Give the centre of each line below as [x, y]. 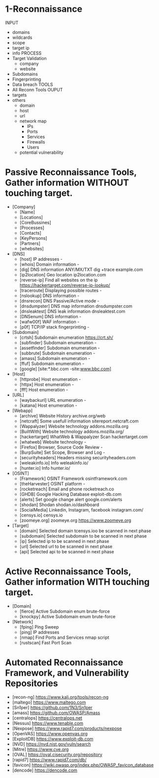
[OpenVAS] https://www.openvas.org [50, 733]
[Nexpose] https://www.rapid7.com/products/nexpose [67, 728]
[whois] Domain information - [49, 264]
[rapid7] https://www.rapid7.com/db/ [49, 760]
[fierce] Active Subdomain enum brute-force [64, 611]
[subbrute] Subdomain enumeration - [57, 353]
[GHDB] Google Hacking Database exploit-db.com [70, 494]
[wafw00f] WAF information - [49, 322]
